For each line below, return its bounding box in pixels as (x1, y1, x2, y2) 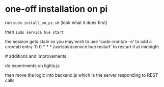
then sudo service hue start (5, 29, 64, 35)
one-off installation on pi (5, 3, 108, 15)
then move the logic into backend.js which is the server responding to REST (5, 72, 158, 78)
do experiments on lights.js (5, 63, 60, 68)
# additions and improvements (5, 53, 67, 59)
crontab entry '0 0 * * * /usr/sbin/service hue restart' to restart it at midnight (5, 43, 159, 49)
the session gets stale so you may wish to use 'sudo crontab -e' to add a (5, 38, 152, 44)
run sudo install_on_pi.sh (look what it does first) (5, 20, 108, 25)
